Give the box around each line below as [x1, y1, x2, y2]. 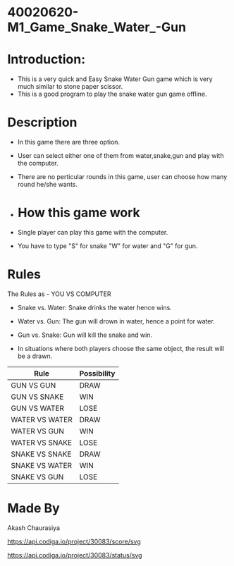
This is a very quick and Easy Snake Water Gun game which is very [17, 75, 213, 83]
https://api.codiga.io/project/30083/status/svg [7, 550, 142, 559]
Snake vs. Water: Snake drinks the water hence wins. [17, 303, 173, 312]
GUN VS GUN [11, 380, 56, 390]
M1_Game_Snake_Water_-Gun [7, 19, 187, 35]
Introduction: [7, 51, 86, 68]
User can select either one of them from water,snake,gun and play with [17, 152, 224, 160]
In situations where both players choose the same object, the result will [17, 344, 224, 352]
